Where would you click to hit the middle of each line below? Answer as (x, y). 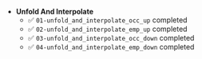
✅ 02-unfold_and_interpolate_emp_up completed (107, 29)
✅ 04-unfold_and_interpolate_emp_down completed (111, 47)
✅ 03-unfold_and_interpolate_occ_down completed (111, 38)
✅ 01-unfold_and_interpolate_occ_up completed (107, 20)
